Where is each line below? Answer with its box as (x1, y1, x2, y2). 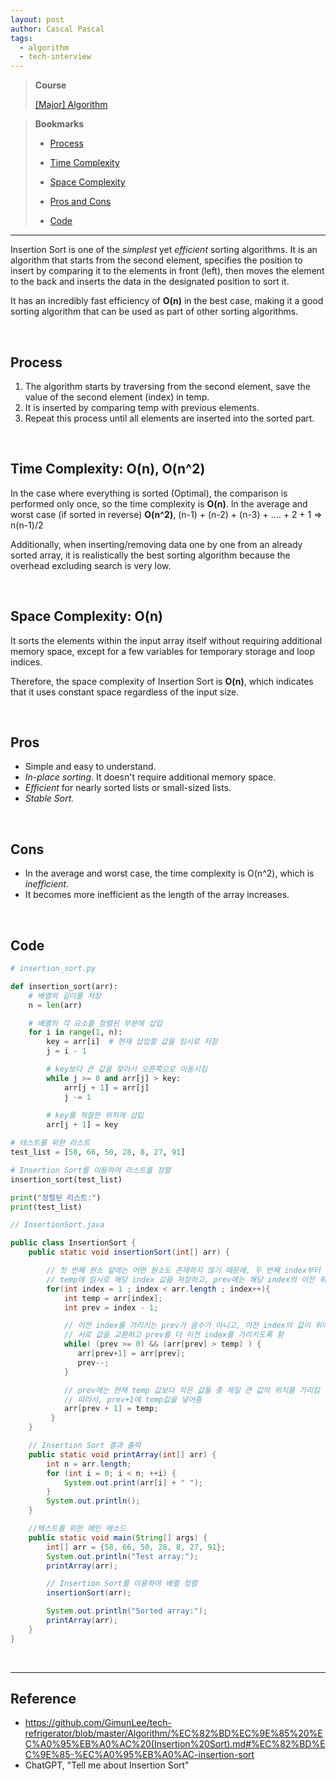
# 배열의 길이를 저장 (28, 991, 102, 1001)
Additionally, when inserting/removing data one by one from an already (10, 538, 303, 550)
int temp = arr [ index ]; (63, 1293, 163, 1303)
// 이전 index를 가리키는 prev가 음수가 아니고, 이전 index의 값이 (63, 1321, 311, 1331)
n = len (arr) (28, 1000, 83, 1010)
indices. (10, 656, 43, 668)
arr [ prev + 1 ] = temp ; (63, 1404, 159, 1414)
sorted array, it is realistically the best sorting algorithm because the (10, 549, 291, 561)
